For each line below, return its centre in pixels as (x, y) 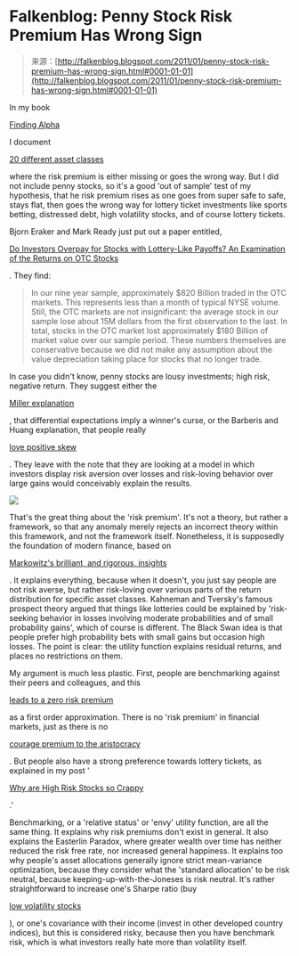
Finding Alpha (35, 124)
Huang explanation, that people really (78, 429)
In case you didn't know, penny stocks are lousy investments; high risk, (140, 376)
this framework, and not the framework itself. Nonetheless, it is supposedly (147, 535)
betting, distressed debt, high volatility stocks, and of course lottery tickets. (148, 214)
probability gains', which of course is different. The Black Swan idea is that (146, 627)
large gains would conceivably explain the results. (101, 483)
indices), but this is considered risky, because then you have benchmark (142, 932)
